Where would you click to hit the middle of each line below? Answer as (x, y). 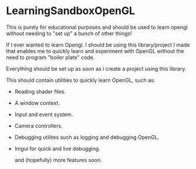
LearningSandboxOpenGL (71, 11)
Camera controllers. (38, 125)
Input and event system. (44, 114)
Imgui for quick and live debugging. (58, 148)
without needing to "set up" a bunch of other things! (69, 33)
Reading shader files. (40, 91)
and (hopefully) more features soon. (58, 160)
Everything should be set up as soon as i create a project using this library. (96, 68)
